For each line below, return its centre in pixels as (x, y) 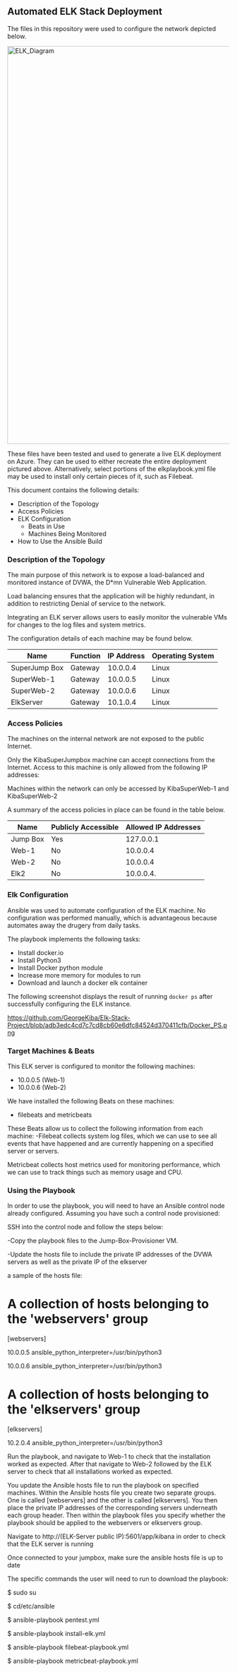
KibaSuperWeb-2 (32, 796)
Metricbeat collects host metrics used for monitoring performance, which (114, 1164)
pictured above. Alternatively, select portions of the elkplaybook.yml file (112, 468)
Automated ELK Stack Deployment (85, 12)
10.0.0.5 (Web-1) (41, 1080)
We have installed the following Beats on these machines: (91, 1101)
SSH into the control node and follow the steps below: (85, 1227)
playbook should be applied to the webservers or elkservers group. (105, 1523)
